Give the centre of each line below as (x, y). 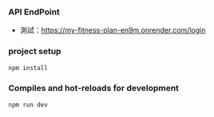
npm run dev (28, 105)
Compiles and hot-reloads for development (94, 88)
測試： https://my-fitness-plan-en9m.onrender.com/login (113, 30)
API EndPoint (34, 12)
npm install (28, 68)
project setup (35, 52)
